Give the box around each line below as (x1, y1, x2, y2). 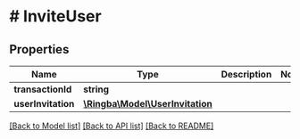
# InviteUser (9, 6, 102, 27)
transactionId (13, 83, 72, 95)
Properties (9, 42, 70, 57)
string (83, 83, 110, 95)
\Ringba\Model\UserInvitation (83, 98, 212, 110)
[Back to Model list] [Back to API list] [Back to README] (9, 120, 214, 131)
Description (221, 69, 272, 80)
